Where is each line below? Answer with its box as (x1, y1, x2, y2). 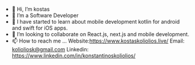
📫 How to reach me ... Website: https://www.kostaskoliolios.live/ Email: (11, 37, 185, 44)
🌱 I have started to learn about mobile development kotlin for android (11, 18, 180, 25)
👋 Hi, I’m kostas (11, 6, 50, 12)
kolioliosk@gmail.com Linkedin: (11, 46, 89, 53)
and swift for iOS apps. (11, 24, 68, 31)
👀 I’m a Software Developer (11, 12, 79, 19)
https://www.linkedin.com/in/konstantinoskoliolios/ (11, 52, 136, 59)
